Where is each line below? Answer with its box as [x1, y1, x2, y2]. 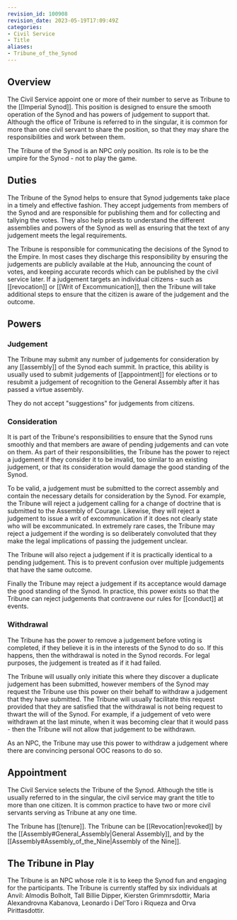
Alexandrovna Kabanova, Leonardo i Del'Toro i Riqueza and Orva [7, 899, 197, 907]
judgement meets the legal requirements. [7, 231, 127, 240]
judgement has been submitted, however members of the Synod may [7, 680, 209, 688]
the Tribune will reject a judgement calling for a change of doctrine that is [7, 499, 221, 507]
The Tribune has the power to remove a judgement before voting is [7, 636, 203, 644]
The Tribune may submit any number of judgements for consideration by [7, 355, 219, 364]
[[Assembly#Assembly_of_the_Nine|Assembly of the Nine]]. [7, 837, 182, 846]
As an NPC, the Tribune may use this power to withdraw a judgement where [7, 739, 229, 747]
